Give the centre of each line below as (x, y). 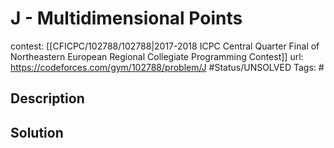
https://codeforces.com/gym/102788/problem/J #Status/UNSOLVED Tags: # (167, 67)
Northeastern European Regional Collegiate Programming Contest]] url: (157, 56)
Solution (37, 132)
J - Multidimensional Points (126, 18)
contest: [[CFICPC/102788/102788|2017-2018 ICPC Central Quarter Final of (165, 46)
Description (47, 98)
